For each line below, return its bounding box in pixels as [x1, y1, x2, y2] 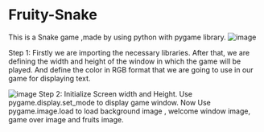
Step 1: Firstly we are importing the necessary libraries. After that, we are [8, 47, 250, 57]
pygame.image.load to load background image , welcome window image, [8, 106, 251, 116]
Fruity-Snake [8, 6, 98, 24]
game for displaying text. [8, 73, 91, 83]
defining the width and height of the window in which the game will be [8, 56, 241, 66]
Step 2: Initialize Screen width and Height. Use [39, 89, 193, 98]
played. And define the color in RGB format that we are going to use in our [8, 64, 254, 74]
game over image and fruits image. [8, 114, 124, 124]
